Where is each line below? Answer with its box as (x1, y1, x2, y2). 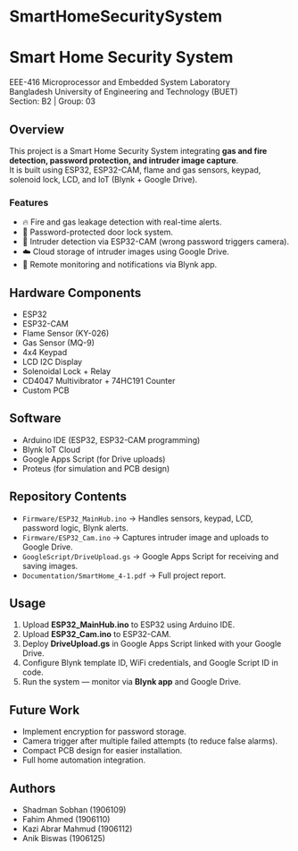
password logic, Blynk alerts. (21, 522, 129, 533)
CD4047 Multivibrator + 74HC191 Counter (21, 376, 176, 387)
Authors (9, 780, 56, 796)
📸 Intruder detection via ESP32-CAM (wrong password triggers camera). (21, 236, 290, 247)
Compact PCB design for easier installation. (21, 745, 183, 756)
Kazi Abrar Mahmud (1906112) (21, 823, 133, 834)
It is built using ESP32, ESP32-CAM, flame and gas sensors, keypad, (9, 164, 261, 175)
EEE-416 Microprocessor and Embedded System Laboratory (9, 77, 230, 88)
